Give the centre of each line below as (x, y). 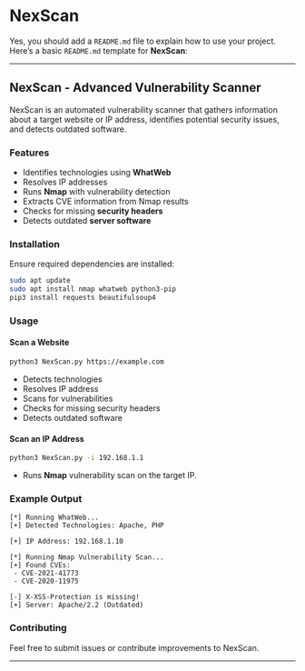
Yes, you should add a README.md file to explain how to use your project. (143, 41)
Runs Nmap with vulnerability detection (96, 192)
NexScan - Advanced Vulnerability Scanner (135, 88)
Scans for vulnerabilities (68, 398)
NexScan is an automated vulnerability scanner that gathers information (144, 109)
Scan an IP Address (47, 438)
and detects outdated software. (68, 129)
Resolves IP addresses (65, 182)
